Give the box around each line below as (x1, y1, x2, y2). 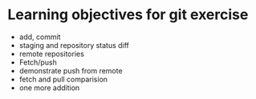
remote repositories (18, 49, 85, 58)
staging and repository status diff (18, 40, 130, 49)
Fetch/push (18, 57, 57, 67)
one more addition (18, 82, 80, 93)
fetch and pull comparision (18, 74, 108, 84)
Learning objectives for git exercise (7, 6, 249, 24)
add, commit (18, 32, 61, 42)
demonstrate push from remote (18, 65, 123, 75)
